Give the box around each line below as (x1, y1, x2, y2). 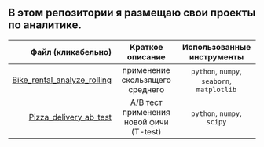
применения (122, 106, 170, 117)
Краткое (129, 41, 163, 52)
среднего (128, 84, 165, 95)
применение (122, 64, 170, 75)
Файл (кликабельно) (30, 46, 112, 57)
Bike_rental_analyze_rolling (12, 74, 112, 85)
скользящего (121, 74, 171, 85)
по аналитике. (8, 19, 82, 32)
